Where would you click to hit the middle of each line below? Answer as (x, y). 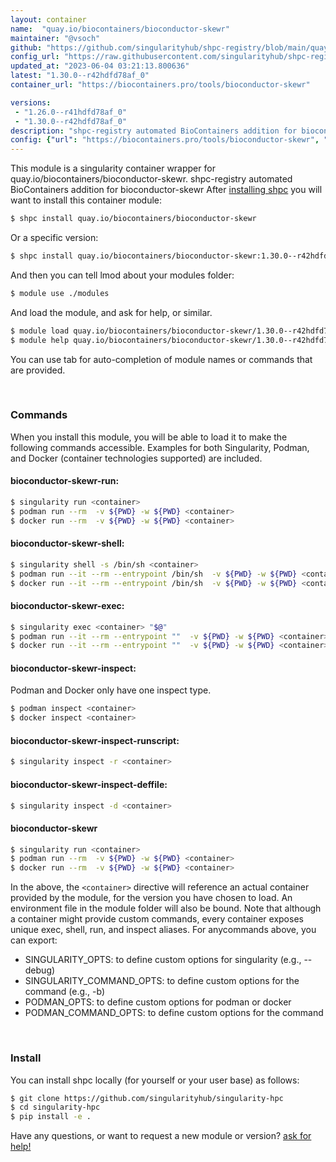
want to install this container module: (86, 200)
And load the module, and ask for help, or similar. (111, 312)
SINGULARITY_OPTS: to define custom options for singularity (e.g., (163, 960)
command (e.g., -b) (65, 992)
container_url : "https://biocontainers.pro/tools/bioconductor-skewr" (160, 85)
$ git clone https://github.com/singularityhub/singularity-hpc (147, 1098)
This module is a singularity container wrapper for (113, 168)
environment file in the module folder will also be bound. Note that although (166, 908)
